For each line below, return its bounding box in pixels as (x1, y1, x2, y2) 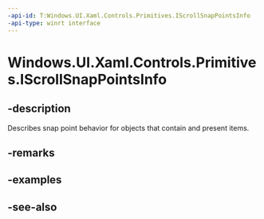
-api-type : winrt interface (7, 19, 101, 27)
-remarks (7, 146, 55, 159)
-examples (7, 173, 62, 187)
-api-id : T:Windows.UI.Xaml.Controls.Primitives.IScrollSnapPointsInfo (7, 11, 250, 20)
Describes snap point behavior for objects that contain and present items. (7, 123, 250, 132)
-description (7, 102, 71, 115)
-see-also (7, 200, 57, 213)
